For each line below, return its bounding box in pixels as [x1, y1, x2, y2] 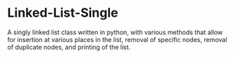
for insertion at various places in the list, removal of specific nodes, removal [7, 35, 228, 43]
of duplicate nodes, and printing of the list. [7, 43, 131, 51]
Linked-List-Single [7, 5, 118, 21]
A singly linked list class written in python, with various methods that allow [7, 28, 223, 36]
